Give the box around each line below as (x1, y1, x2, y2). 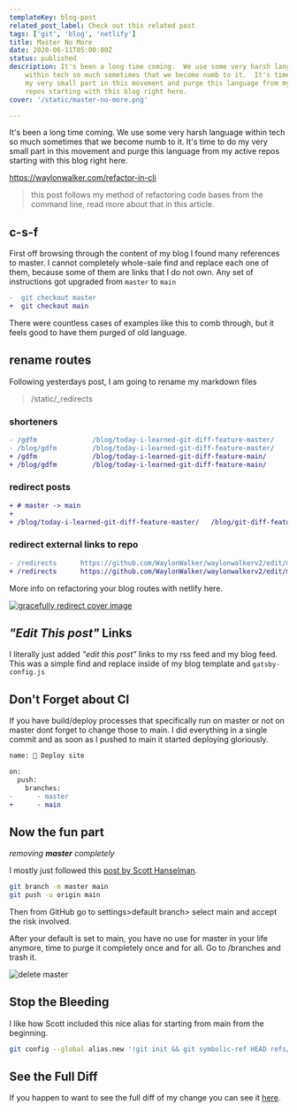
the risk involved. (9, 916, 72, 926)
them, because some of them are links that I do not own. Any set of (9, 267, 254, 278)
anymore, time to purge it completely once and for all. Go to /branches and (9, 942, 281, 953)
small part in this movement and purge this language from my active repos (9, 146, 280, 157)
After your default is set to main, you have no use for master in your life (9, 932, 268, 943)
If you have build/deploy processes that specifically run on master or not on (9, 716, 286, 726)
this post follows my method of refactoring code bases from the (30, 189, 263, 200)
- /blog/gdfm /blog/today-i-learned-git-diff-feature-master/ (9, 443, 275, 452)
